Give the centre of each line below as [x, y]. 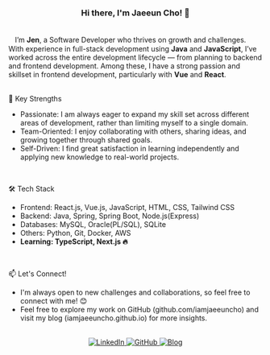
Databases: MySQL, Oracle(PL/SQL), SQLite [93, 225]
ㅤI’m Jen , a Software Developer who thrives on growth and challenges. [127, 40]
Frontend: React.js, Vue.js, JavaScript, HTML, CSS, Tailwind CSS [127, 208]
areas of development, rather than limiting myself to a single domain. [134, 123]
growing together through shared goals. [86, 140]
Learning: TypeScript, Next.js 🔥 [74, 241]
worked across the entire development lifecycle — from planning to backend [135, 58]
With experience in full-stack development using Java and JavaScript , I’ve [133, 49]
